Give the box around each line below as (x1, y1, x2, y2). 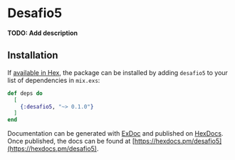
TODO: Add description (7, 29, 78, 37)
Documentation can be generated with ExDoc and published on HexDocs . (7, 129, 224, 138)
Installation (7, 49, 58, 61)
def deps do (7, 89, 43, 97)
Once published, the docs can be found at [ (7, 137, 135, 146)
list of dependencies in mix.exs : (7, 76, 100, 84)
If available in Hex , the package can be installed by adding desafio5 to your (7, 68, 228, 76)
